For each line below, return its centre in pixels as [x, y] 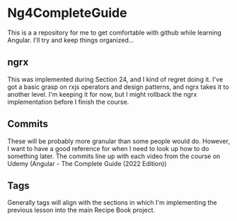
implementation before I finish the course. [68, 102]
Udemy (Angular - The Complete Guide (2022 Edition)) [87, 163]
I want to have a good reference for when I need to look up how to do [108, 148]
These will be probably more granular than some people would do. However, [118, 141]
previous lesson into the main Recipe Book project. [81, 210]
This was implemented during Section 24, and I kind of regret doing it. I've [115, 79]
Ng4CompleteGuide [67, 13]
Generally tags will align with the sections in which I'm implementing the [112, 203]
